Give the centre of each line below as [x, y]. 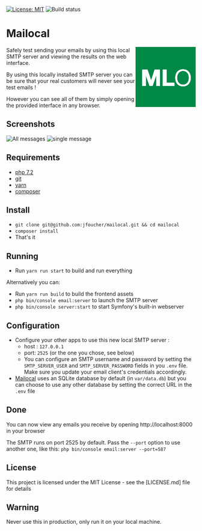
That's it [25, 237]
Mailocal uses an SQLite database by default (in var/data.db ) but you [100, 378]
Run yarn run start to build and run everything [74, 271]
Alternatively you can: [33, 282]
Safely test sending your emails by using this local [68, 50]
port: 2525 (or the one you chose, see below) [79, 353]
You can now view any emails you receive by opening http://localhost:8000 [99, 424]
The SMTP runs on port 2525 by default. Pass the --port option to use [93, 442]
